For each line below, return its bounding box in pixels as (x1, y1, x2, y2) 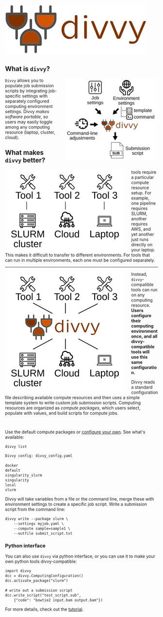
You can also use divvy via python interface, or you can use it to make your (5, 553, 155, 559)
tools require (131, 169, 157, 175)
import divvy (5, 569, 32, 574)
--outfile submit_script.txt (14, 531, 73, 536)
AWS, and (131, 226, 151, 232)
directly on (131, 241, 153, 248)
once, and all (131, 333, 158, 339)
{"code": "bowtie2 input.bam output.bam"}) (14, 598, 103, 603)
